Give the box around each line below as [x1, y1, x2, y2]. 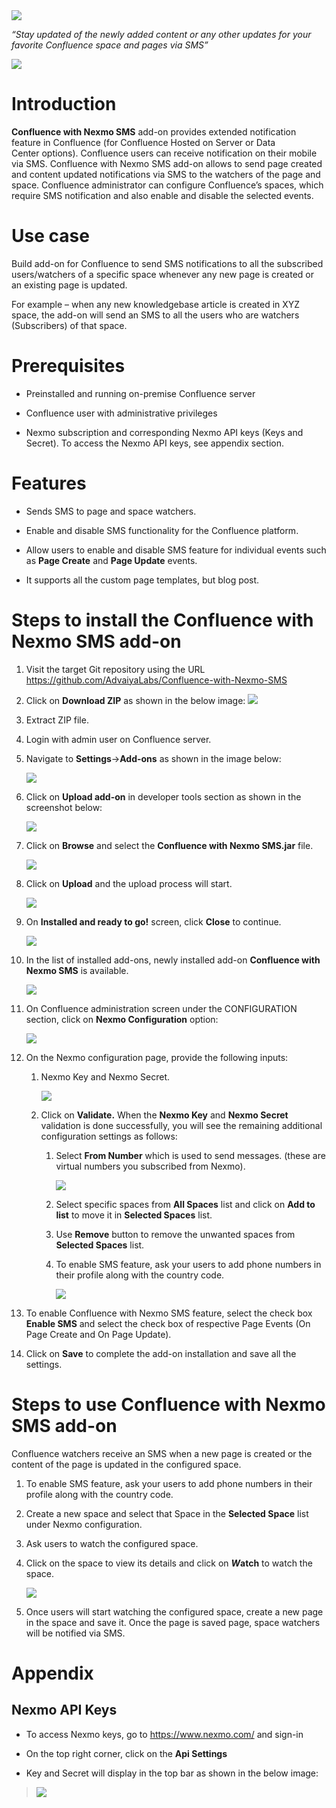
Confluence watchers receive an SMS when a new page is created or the [11, 1447, 313, 1459]
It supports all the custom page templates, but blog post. [25, 574, 260, 586]
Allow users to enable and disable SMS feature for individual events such [25, 544, 327, 556]
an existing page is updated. [11, 279, 128, 291]
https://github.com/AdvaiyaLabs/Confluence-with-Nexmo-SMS [25, 674, 288, 686]
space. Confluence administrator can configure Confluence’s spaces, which [11, 179, 324, 191]
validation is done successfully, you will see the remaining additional [40, 1119, 323, 1131]
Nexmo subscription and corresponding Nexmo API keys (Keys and [25, 426, 304, 438]
